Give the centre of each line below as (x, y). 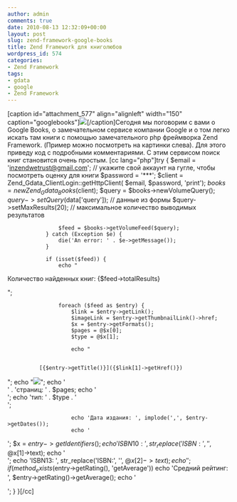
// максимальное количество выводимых (133, 207)
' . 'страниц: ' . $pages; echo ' (52, 389)
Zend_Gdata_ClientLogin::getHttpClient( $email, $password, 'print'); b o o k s (117, 183)
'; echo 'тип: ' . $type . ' (42, 397)
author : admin (28, 14)
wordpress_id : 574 (35, 54)
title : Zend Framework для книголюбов (65, 47)
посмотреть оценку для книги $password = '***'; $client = (95, 175)
